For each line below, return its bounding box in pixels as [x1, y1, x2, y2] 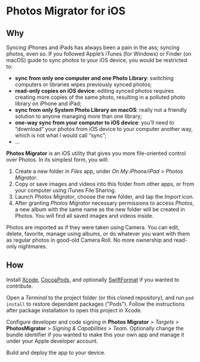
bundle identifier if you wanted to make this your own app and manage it [6, 331, 184, 338]
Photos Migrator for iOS [6, 4, 126, 18]
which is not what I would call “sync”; [14, 132, 107, 139]
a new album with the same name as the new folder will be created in [14, 206, 185, 213]
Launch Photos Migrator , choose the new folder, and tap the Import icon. [14, 193, 195, 200]
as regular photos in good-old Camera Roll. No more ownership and [6, 236, 173, 244]
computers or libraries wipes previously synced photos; [14, 81, 152, 88]
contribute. [6, 282, 33, 290]
